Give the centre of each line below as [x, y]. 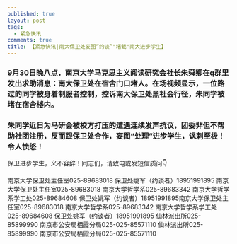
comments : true [30, 40]
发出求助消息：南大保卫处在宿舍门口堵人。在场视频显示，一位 [112, 83]
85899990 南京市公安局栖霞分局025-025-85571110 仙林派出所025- [105, 225]
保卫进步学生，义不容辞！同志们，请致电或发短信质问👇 [87, 163]
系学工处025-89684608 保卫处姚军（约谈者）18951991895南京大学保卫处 [115, 198]
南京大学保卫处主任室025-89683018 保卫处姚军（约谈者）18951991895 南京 [118, 180]
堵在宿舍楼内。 [33, 105]
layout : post [27, 21]
